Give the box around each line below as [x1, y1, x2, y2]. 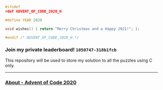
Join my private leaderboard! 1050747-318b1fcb [5, 46, 117, 53]
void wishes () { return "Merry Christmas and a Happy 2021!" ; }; [5, 26, 140, 31]
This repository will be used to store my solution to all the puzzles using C [5, 57, 153, 63]
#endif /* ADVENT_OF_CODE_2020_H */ [5, 35, 79, 40]
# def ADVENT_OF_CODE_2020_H [5, 9, 62, 14]
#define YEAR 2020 [5, 17, 42, 23]
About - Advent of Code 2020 [5, 79, 77, 86]
